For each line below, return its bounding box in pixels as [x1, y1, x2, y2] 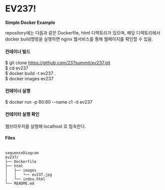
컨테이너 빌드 [5, 48, 31, 54]
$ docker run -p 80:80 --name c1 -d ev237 [5, 99, 93, 105]
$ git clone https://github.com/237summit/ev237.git [5, 60, 110, 66]
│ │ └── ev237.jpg [5, 172, 52, 177]
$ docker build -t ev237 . [5, 70, 56, 76]
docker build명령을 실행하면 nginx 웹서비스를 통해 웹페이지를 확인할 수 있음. [5, 36, 153, 42]
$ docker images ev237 [5, 76, 54, 82]
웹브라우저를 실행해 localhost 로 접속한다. [5, 123, 86, 129]
